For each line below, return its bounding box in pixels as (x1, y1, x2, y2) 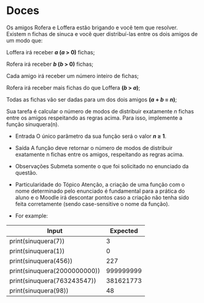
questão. (15, 169, 38, 176)
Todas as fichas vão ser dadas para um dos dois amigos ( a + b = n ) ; (6, 96, 177, 103)
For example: (15, 212, 48, 219)
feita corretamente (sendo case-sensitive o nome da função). (15, 200, 170, 207)
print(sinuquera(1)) (9, 246, 65, 255)
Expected (110, 226, 138, 235)
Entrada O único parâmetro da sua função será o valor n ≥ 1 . (15, 132, 166, 140)
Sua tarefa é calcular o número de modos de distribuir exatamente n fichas (6, 107, 194, 115)
